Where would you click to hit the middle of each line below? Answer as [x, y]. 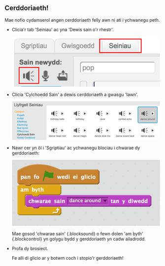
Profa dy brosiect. [30, 248]
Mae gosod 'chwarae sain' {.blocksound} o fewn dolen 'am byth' [77, 233]
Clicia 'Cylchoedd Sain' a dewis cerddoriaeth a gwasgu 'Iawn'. [75, 95]
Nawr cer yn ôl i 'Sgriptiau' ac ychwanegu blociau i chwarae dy [76, 148]
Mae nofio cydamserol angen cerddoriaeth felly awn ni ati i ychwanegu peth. [82, 20]
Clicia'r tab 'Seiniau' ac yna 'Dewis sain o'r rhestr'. [63, 30]
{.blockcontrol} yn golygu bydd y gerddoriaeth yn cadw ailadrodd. [79, 239]
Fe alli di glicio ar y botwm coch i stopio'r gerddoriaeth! [67, 258]
